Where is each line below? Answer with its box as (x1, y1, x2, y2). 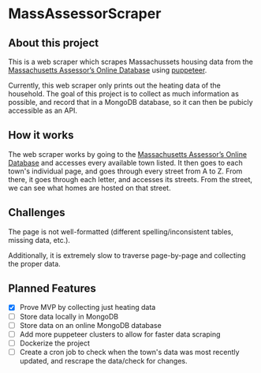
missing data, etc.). (8, 235, 71, 244)
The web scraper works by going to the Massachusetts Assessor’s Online (8, 149, 247, 159)
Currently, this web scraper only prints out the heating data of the (8, 80, 221, 90)
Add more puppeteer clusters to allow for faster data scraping (19, 329, 221, 339)
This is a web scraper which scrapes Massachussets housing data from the (8, 57, 254, 66)
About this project (8, 36, 99, 50)
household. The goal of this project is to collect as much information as (8, 89, 239, 99)
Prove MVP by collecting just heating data (19, 303, 156, 312)
